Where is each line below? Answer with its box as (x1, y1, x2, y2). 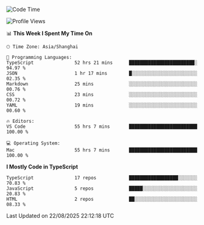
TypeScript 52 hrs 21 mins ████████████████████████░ (6, 60, 198, 66)
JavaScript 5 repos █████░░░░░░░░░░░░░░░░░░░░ (6, 185, 198, 192)
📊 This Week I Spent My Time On (6, 30, 93, 36)
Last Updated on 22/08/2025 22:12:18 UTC (6, 212, 114, 219)
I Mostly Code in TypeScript (6, 163, 78, 170)
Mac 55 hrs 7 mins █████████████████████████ (6, 147, 198, 153)
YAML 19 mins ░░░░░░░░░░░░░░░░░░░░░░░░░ (6, 102, 198, 108)
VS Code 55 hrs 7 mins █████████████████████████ (6, 123, 198, 130)
